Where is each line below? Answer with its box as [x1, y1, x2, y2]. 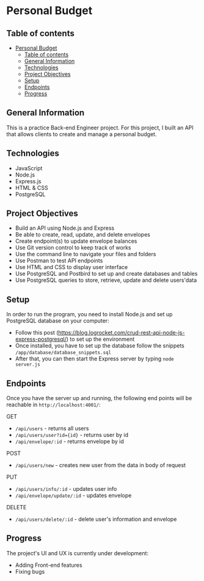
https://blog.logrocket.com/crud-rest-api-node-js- [57, 329, 185, 336]
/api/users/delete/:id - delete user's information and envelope [15, 515, 177, 523]
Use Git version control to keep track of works [15, 244, 131, 251]
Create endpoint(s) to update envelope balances [15, 237, 137, 245]
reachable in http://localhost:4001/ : [6, 401, 101, 408]
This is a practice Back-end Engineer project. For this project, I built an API [6, 124, 194, 131]
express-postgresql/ [15, 335, 67, 343]
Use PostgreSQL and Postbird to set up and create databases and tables [15, 270, 198, 278]
